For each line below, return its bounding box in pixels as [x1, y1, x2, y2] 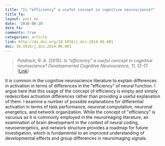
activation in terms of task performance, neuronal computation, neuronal [5, 104, 153, 109]
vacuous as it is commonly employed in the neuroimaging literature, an [5, 114, 149, 120]
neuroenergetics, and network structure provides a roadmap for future [5, 124, 148, 131]
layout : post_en [5, 16, 38, 21]
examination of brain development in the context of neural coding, [5, 119, 139, 125]
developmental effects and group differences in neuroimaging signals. [5, 135, 147, 141]
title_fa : [5, 12, 26, 17]
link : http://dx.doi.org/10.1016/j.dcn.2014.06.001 [5, 39, 113, 44]
